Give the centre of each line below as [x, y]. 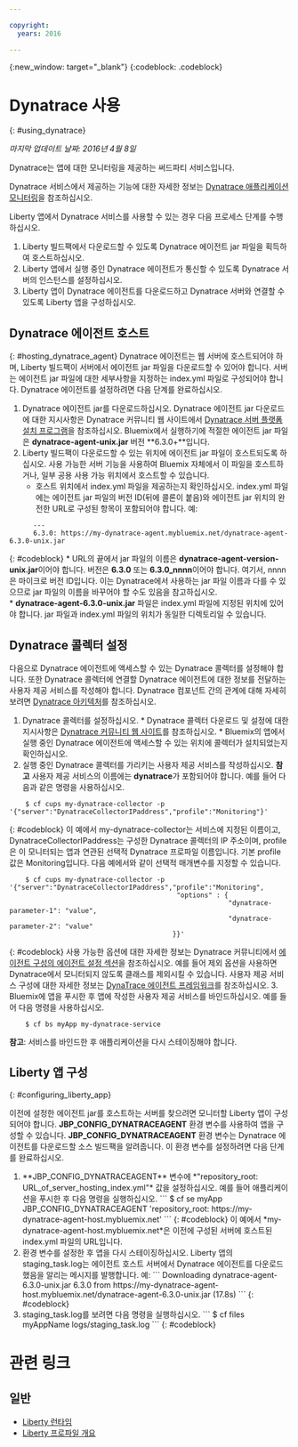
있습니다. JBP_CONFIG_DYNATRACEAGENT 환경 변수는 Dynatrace [156, 1135]
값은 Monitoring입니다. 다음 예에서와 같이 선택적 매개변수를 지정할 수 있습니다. [145, 863]
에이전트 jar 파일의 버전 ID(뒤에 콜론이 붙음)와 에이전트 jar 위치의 [164, 497]
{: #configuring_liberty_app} [60, 1095]
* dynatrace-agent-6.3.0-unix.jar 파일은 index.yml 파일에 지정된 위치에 [138, 603]
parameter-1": [36, 911]
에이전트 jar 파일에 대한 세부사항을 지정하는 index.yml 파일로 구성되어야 [142, 378]
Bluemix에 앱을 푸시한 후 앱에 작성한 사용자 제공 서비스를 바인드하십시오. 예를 [144, 997]
